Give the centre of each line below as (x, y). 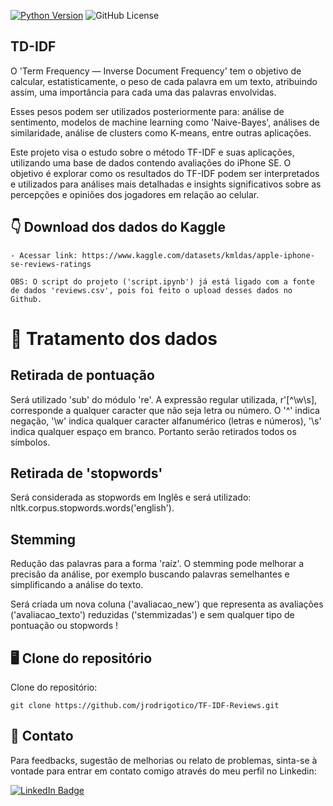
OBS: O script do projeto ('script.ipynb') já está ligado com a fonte (162, 281)
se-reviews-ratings (51, 264)
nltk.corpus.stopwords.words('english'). (92, 508)
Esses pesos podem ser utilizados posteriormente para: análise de (147, 111)
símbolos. (30, 442)
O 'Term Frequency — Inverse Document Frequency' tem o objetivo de (156, 71)
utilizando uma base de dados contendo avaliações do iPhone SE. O (151, 162)
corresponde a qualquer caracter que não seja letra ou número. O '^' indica (165, 410)
